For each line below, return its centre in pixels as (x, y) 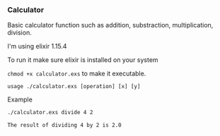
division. (19, 32)
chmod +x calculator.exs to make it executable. (77, 74)
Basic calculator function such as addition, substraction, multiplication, (110, 25)
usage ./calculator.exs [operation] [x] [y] (74, 87)
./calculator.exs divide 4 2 (50, 113)
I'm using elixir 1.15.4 (37, 47)
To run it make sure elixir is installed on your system (83, 60)
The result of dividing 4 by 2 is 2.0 (64, 125)
